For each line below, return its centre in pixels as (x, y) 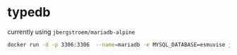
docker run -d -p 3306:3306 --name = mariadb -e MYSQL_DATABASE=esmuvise (116, 44)
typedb (29, 12)
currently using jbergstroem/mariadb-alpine (71, 32)
